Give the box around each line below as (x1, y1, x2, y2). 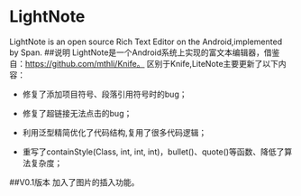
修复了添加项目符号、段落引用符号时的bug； (22, 89, 187, 99)
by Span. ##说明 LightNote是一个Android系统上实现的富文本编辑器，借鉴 (9, 47, 280, 58)
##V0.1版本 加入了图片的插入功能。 (9, 176, 140, 187)
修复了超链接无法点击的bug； (22, 107, 132, 118)
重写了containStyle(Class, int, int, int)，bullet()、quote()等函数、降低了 (22, 146, 285, 157)
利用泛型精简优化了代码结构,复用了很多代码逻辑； (22, 126, 207, 137)
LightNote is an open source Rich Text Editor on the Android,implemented (9, 36, 282, 47)
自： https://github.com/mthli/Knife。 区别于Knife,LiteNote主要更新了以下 (9, 58, 279, 69)
